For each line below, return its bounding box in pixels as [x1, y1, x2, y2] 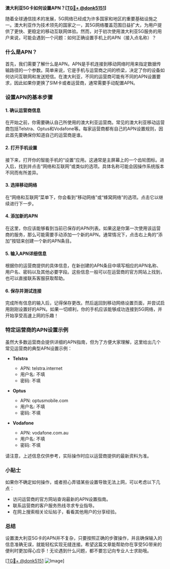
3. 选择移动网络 [5, 182, 37, 188]
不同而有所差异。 [5, 169, 41, 176]
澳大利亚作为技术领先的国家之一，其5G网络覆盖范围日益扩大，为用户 [14, 22, 158, 28]
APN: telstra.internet [20, 365, 63, 371]
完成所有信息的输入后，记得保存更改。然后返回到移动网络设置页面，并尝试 [5, 300, 160, 306]
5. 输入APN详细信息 [5, 250, 47, 256]
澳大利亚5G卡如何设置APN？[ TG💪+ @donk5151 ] [5, 5, 107, 11]
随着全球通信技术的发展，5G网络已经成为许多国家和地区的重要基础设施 [5, 16, 153, 22]
